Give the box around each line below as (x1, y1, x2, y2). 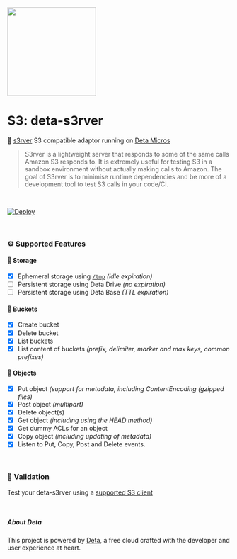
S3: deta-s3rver (7, 113, 104, 129)
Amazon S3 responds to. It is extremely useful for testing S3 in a (24, 157, 213, 166)
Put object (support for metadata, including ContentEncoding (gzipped (17, 384, 224, 393)
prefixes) (17, 352, 44, 361)
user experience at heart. (7, 543, 81, 552)
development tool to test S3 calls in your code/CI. (24, 180, 169, 188)
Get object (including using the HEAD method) (17, 416, 153, 424)
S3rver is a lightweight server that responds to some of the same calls (24, 149, 230, 158)
